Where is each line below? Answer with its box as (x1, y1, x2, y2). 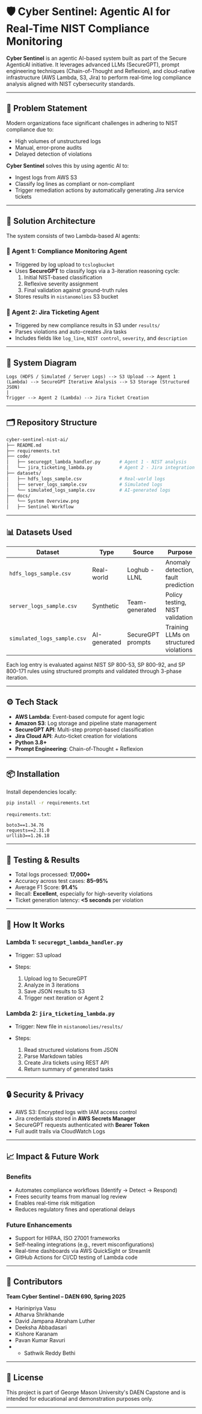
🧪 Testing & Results (6, 855, 80, 865)
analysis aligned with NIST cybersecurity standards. (6, 80, 135, 88)
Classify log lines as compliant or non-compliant (14, 180, 135, 187)
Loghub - (127, 565, 155, 574)
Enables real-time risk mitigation (14, 1199, 95, 1206)
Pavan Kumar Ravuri (14, 1336, 66, 1343)
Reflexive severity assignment (23, 280, 99, 287)
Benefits (6, 1173, 32, 1181)
